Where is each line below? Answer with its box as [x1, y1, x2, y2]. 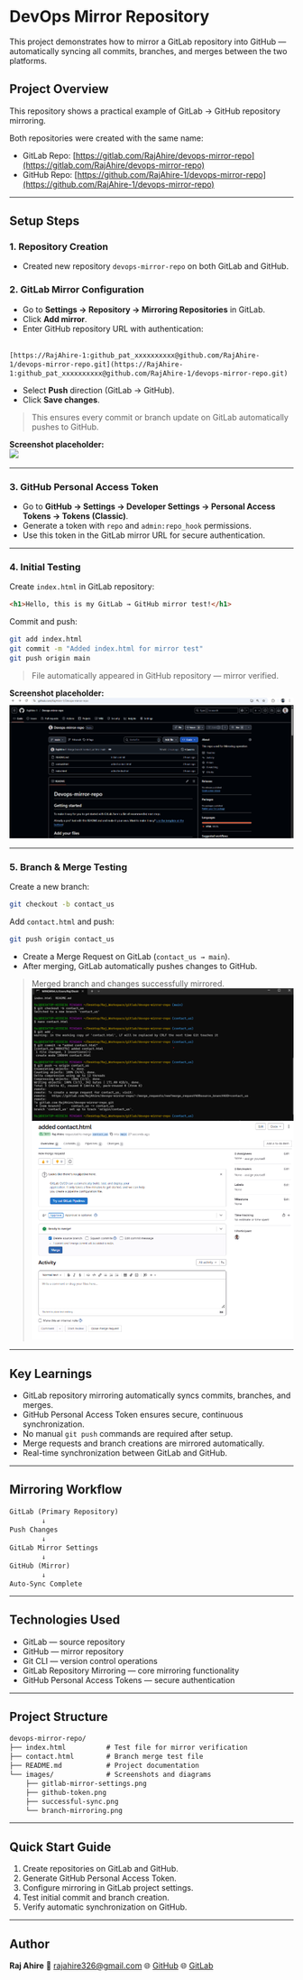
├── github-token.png [25, 1789, 106, 1798]
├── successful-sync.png [25, 1798, 119, 1807]
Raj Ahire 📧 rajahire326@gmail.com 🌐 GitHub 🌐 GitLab [9, 1960, 214, 1971]
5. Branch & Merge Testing [9, 861, 128, 874]
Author [9, 1936, 50, 1951]
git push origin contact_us [9, 935, 115, 944]
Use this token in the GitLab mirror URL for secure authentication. [22, 530, 266, 541]
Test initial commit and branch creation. [22, 1892, 170, 1903]
